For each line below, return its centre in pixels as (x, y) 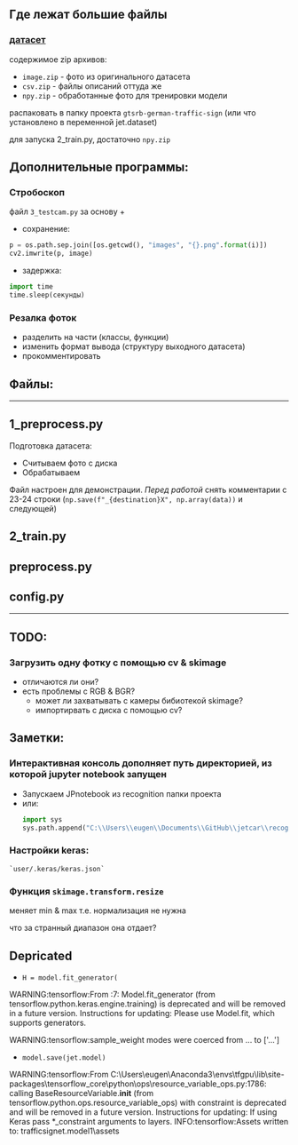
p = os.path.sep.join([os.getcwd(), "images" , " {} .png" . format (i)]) (138, 245)
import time (31, 287)
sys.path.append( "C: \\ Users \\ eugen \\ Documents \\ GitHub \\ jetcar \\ (145, 828)
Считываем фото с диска (70, 463)
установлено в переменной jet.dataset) (83, 122)
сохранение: (46, 229)
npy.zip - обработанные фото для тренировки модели (125, 95)
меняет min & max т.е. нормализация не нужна (98, 910)
